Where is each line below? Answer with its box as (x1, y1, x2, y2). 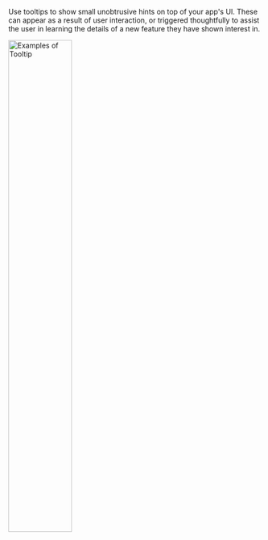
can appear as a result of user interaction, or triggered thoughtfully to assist (8, 15, 260, 25)
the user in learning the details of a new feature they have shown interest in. (8, 24, 260, 33)
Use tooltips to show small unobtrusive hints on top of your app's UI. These (8, 7, 258, 16)
